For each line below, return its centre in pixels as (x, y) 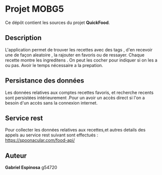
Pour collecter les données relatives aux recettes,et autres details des (75, 130)
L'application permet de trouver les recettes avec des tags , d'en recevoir (79, 49)
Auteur (16, 156)
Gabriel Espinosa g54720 (31, 168)
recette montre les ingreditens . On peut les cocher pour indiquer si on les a (81, 60)
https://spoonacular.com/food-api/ (40, 140)
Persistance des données (45, 81)
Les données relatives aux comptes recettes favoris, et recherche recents (79, 92)
